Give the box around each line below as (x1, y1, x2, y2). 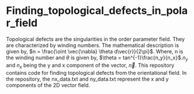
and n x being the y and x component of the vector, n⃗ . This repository (6, 62, 175, 70)
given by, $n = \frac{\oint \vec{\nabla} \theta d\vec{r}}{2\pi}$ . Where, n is (6, 48, 183, 55)
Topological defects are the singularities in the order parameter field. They (6, 35, 185, 42)
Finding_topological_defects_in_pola (6, 4, 188, 17)
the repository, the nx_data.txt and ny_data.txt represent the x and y (6, 75, 169, 82)
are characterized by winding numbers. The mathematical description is (6, 42, 179, 49)
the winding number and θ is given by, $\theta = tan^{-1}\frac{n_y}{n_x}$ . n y (6, 54, 188, 62)
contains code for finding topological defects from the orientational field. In (6, 69, 187, 76)
